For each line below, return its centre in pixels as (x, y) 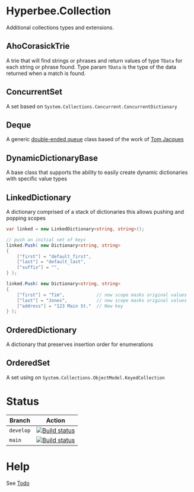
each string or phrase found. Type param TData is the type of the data (91, 67)
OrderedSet (28, 363)
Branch (20, 420)
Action (55, 420)
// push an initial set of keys (46, 239)
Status (23, 402)
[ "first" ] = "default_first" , (54, 256)
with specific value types (36, 179)
